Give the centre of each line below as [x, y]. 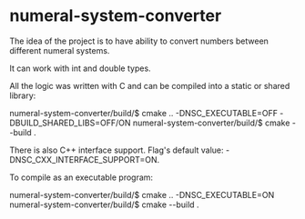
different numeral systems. [60, 50]
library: [23, 95]
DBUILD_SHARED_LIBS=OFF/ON [70, 123]
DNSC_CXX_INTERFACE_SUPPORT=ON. [85, 159]
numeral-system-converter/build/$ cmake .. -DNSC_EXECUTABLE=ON [142, 194]
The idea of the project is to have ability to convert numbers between [139, 41]
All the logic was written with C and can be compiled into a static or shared [150, 85]
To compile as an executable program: [81, 177]
